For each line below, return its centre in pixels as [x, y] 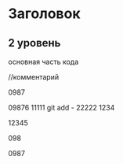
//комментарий [34, 77]
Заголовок [44, 14]
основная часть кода [43, 61]
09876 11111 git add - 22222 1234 [62, 108]
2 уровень [34, 43]
